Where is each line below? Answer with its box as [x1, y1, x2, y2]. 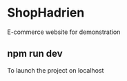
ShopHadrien [7, 5, 85, 21]
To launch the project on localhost [7, 66, 104, 74]
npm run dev [7, 48, 63, 60]
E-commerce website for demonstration [7, 28, 121, 36]
